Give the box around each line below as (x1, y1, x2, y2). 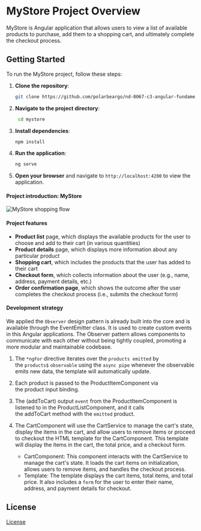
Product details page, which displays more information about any (14, 246, 178, 253)
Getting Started (6, 54, 65, 64)
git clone (14, 93, 40, 100)
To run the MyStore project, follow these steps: (6, 70, 122, 78)
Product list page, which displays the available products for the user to (14, 233, 191, 240)
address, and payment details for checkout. (23, 485, 132, 492)
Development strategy (6, 304, 64, 311)
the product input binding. (14, 385, 80, 393)
